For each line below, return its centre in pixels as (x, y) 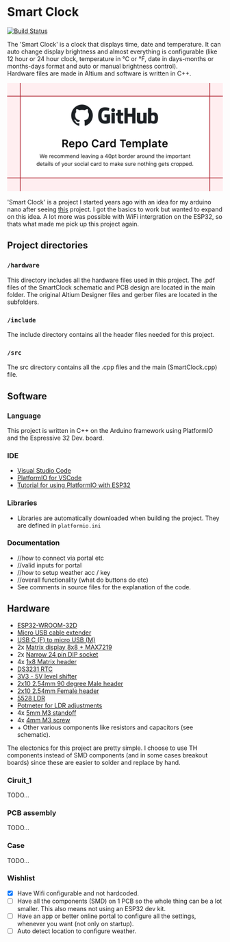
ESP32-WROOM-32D (47, 625)
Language (24, 416)
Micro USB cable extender (54, 633)
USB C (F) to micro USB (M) (56, 639)
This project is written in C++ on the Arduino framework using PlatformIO (110, 430)
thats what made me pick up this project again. (73, 224)
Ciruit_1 (20, 780)
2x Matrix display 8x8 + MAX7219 (64, 647)
